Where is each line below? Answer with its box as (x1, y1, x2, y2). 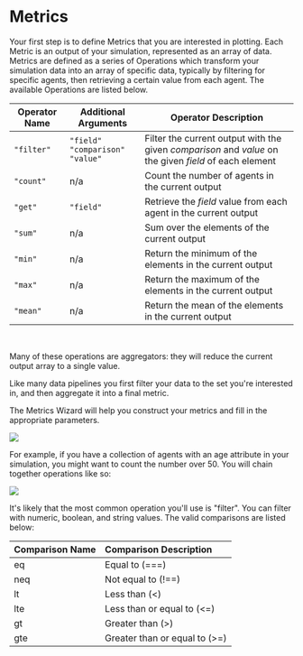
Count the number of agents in (143, 169, 274, 181)
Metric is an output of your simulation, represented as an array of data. (9, 45, 272, 56)
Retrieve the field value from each (143, 195, 288, 208)
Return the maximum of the (143, 273, 260, 285)
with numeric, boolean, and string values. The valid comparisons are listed (9, 512, 286, 522)
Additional (79, 106, 126, 118)
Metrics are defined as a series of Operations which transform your (9, 55, 260, 66)
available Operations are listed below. (9, 84, 149, 95)
